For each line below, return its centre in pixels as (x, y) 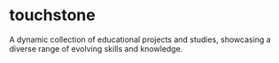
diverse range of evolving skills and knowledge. (96, 48)
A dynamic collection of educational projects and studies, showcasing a (140, 39)
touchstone (52, 15)
